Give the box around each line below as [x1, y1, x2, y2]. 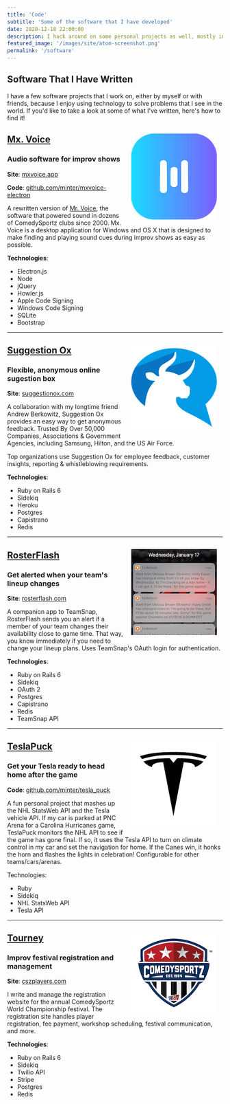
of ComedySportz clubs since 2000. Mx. [7, 219, 122, 227]
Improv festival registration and [7, 953, 114, 962]
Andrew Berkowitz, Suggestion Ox [7, 410, 104, 419]
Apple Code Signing [16, 296, 74, 305]
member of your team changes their [7, 622, 109, 630]
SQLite [16, 311, 36, 319]
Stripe [16, 1076, 34, 1084]
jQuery [16, 282, 36, 290]
